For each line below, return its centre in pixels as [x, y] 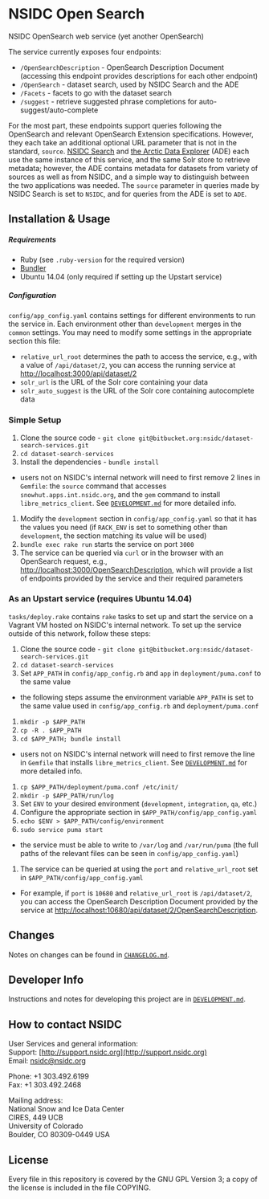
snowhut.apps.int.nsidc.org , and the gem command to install [120, 494]
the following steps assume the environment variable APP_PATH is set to [137, 697]
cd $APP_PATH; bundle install [71, 739]
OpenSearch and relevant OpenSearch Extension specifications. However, [131, 134]
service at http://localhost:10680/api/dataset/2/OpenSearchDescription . [139, 910]
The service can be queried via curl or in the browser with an [122, 553]
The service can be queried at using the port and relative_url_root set [139, 869]
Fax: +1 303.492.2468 [45, 1085]
